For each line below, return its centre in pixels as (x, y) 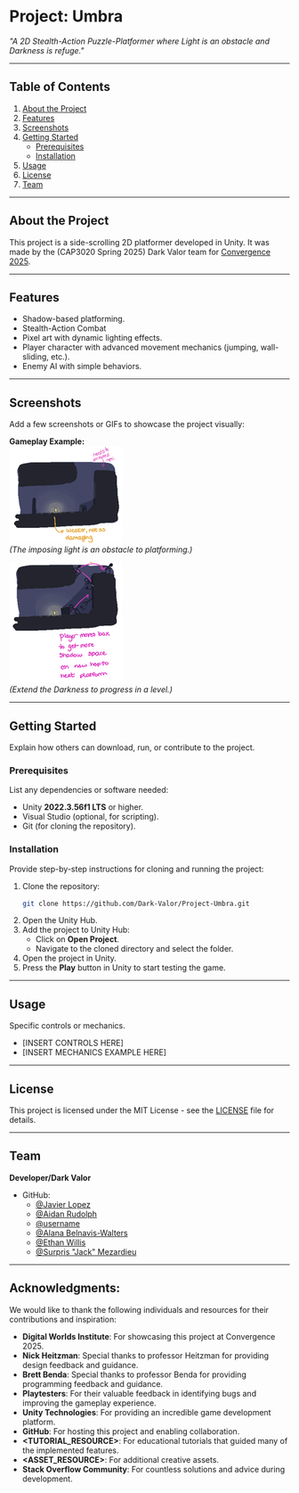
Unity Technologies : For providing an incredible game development (146, 1412)
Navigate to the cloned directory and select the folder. (134, 949)
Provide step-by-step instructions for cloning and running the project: (137, 869)
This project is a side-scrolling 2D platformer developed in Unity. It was (139, 242)
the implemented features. (70, 1450)
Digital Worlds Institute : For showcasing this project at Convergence (149, 1336)
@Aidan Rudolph (66, 1214)
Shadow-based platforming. (73, 319)
